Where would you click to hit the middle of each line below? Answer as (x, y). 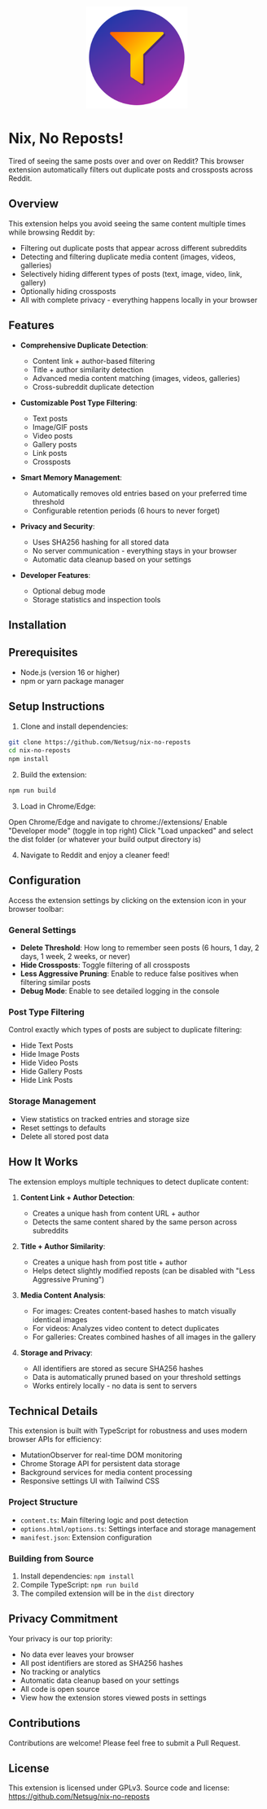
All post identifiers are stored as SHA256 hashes (101, 1662)
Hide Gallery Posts (51, 1071)
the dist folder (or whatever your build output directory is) (105, 839)
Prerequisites (43, 653)
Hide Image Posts (50, 1054)
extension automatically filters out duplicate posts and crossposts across (131, 169)
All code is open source (60, 1689)
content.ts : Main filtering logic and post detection (104, 1520)
